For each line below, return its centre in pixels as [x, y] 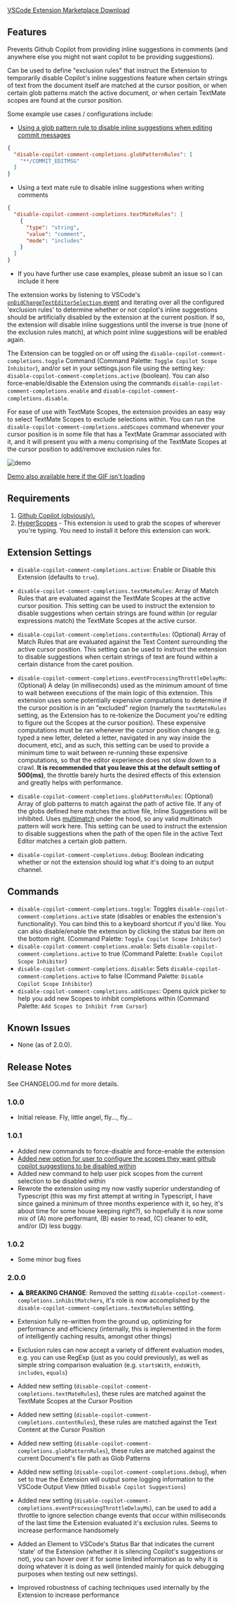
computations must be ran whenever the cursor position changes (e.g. [119, 730]
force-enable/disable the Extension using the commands [89, 384]
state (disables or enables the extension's [161, 916]
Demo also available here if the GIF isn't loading [76, 476]
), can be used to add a [183, 1508]
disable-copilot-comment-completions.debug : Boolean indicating [110, 854]
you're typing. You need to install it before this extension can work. [114, 530]
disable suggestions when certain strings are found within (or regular [117, 613]
